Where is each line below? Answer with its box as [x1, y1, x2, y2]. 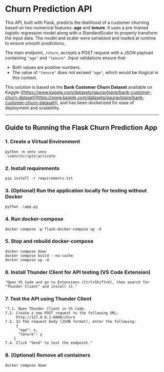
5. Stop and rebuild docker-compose [5, 238, 94, 245]
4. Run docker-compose [5, 215, 63, 222]
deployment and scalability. [5, 105, 61, 111]
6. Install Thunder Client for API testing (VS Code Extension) [5, 269, 151, 275]
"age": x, [18, 328, 38, 333]
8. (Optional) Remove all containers [5, 352, 91, 359]
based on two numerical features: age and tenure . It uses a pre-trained [5, 24, 149, 30]
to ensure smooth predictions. [5, 40, 66, 46]
